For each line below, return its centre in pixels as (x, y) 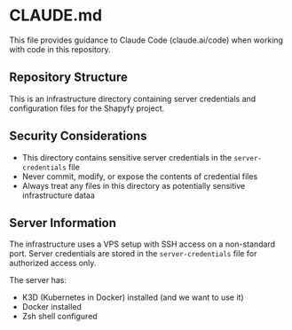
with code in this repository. (60, 49)
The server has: (38, 280)
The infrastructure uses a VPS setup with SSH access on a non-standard (142, 244)
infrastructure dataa (59, 195)
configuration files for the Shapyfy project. (87, 108)
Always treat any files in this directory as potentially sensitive (134, 185)
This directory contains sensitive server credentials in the (127, 157)
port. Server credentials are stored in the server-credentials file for (133, 254)
